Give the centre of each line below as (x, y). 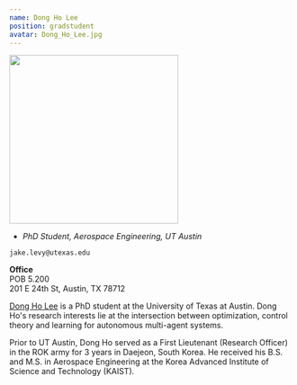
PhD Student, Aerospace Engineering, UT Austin (112, 237)
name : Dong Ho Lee (44, 18)
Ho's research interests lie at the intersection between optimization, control (148, 316)
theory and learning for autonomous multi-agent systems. (117, 326)
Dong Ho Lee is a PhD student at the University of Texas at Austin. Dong (143, 306)
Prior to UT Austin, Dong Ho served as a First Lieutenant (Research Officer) (148, 343)
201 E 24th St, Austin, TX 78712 (67, 289)
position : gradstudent (52, 26)
